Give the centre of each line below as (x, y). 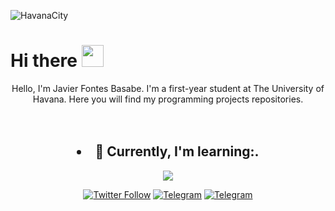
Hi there (44, 61)
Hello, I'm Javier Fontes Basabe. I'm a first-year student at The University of (168, 88)
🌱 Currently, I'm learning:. (177, 151)
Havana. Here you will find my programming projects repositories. (168, 99)
